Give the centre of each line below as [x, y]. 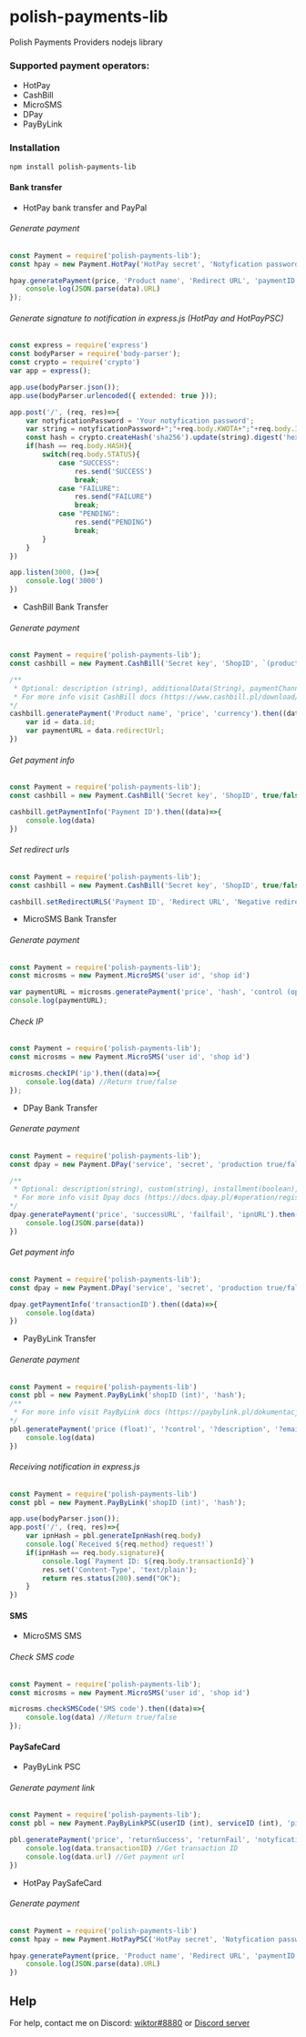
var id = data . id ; [61, 722]
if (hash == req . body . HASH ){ [79, 446]
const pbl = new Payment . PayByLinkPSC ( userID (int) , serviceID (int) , [146, 1824]
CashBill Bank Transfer [65, 607]
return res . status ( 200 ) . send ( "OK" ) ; [112, 1578]
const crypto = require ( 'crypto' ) [75, 363]
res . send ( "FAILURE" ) [113, 497]
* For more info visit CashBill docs [85, 697]
